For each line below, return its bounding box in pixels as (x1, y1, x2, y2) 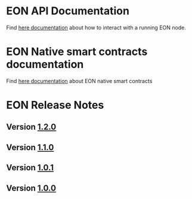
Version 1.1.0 (6, 142, 54, 152)
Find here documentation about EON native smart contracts (6, 77, 153, 84)
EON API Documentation (6, 4, 130, 18)
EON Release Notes (6, 99, 104, 112)
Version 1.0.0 (6, 183, 57, 193)
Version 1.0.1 (6, 163, 54, 173)
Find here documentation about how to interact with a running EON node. (6, 24, 186, 31)
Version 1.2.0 (6, 122, 57, 132)
